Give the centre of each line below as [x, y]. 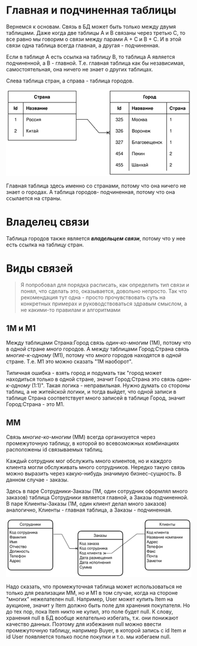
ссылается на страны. [34, 199]
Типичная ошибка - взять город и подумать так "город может [84, 373]
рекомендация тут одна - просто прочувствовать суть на [93, 297]
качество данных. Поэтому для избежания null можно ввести [84, 624]
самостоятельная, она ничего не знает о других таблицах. [80, 69]
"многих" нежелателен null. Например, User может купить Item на [90, 599]
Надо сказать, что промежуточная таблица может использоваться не [94, 586]
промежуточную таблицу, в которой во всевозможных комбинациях [93, 443]
